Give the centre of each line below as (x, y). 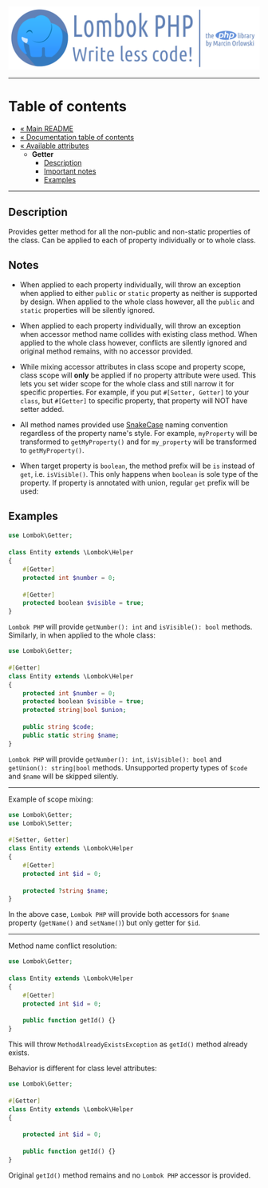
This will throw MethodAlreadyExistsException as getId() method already (128, 1044)
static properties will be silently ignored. (87, 310)
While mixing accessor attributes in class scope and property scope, (132, 366)
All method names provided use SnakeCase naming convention (124, 424)
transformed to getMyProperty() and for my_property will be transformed (138, 442)
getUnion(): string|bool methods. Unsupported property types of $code (128, 767)
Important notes (70, 171)
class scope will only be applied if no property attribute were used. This (138, 375)
